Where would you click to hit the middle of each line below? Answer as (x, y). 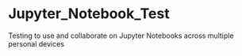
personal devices (36, 43)
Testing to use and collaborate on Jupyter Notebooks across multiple (121, 35)
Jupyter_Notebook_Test (89, 14)
